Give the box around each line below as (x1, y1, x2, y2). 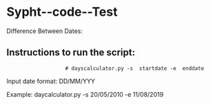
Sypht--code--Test (6, 4, 118, 20)
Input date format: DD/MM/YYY (6, 77, 96, 85)
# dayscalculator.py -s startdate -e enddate (65, 65, 205, 72)
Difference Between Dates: (6, 27, 83, 35)
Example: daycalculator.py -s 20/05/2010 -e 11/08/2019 (6, 90, 163, 98)
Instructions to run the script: (6, 47, 136, 58)
